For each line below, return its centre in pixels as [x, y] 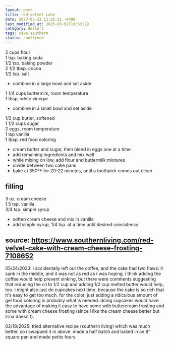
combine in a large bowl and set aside [52, 83]
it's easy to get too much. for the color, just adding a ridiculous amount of [81, 295]
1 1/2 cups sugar [22, 123]
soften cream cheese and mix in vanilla [53, 219]
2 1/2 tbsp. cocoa [23, 68]
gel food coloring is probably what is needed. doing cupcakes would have [82, 300]
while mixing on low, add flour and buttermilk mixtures [69, 160]
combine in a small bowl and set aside [52, 108]
